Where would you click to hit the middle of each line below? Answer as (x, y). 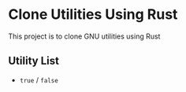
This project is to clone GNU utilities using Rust (84, 36)
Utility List (33, 61)
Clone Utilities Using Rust (93, 15)
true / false (39, 79)
